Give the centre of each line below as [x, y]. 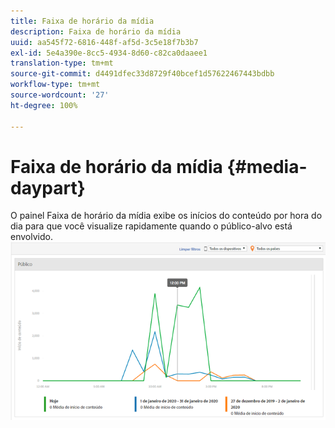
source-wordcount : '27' [60, 95]
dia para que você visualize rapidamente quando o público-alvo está [151, 226]
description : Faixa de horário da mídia [96, 31]
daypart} [48, 187]
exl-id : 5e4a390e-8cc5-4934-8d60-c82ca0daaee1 [109, 53]
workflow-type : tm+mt [55, 85]
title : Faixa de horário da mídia [82, 21]
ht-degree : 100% [44, 105]
